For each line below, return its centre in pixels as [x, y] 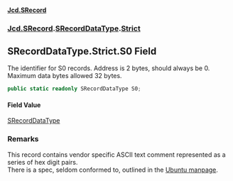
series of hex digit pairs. [43, 162]
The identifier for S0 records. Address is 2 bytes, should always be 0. [109, 68]
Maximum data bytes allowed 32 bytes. [65, 76]
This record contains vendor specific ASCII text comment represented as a [116, 154]
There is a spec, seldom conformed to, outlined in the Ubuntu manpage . [113, 170]
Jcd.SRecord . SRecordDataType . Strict [74, 28]
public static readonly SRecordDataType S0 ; [74, 89]
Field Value [24, 105]
